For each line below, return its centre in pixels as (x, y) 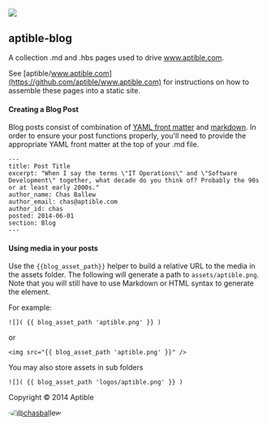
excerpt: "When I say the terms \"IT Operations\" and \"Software (123, 174)
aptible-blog (41, 38)
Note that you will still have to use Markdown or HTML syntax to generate (131, 283)
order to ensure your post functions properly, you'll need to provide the (127, 136)
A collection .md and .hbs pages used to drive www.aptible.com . (116, 58)
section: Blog (32, 223)
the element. (29, 292)
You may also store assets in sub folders (76, 367)
